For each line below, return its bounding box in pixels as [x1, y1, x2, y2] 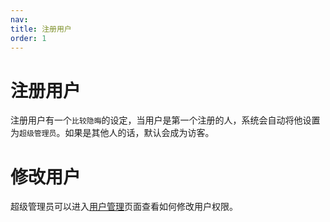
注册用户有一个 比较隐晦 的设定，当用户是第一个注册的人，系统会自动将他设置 [10, 114, 321, 126]
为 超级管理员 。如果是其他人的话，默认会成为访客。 [10, 127, 215, 139]
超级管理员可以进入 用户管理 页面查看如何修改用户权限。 [10, 201, 238, 213]
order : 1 [10, 33, 47, 43]
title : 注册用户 [10, 24, 72, 34]
